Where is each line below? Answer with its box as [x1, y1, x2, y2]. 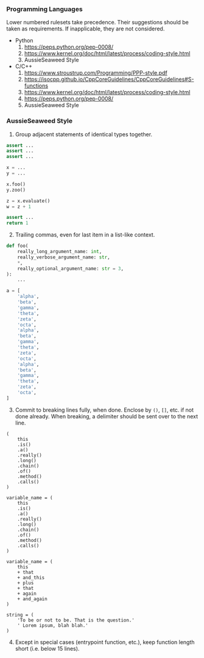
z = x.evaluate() [6, 198, 51, 204]
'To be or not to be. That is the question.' [17, 617, 135, 623]
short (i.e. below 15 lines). [15, 645, 80, 652]
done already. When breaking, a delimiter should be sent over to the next [15, 412, 199, 420]
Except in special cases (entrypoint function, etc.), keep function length [15, 638, 195, 646]
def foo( [6, 243, 29, 249]
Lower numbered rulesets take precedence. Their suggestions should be [6, 19, 189, 26]
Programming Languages [6, 5, 83, 13]
